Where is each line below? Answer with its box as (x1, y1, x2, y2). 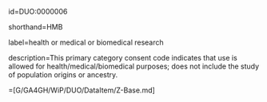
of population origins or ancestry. (8, 70, 118, 79)
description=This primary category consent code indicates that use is (8, 53, 237, 62)
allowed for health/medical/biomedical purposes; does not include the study (8, 61, 260, 71)
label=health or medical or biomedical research (8, 37, 164, 47)
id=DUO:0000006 (8, 7, 68, 16)
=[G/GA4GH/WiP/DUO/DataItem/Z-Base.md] (8, 85, 156, 95)
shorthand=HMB (8, 22, 63, 31)
